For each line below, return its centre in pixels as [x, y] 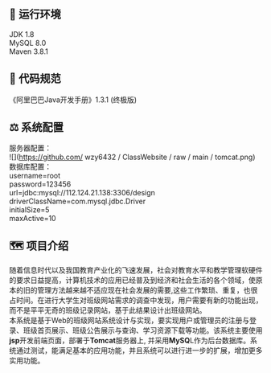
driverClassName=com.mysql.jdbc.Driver [78, 201]
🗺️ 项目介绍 [39, 246]
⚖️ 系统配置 [36, 127]
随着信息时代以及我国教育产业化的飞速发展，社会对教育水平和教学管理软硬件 [136, 270]
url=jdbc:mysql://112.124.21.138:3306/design [82, 193]
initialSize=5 [29, 210]
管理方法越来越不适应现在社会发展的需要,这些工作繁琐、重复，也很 [147, 290]
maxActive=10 [33, 219]
